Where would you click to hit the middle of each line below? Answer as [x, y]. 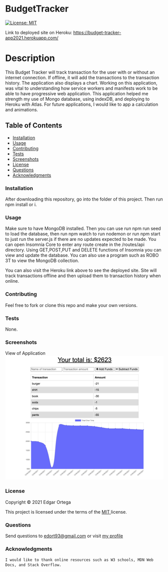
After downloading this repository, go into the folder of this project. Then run [84, 199]
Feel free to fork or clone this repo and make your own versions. [71, 305]
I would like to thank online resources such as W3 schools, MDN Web [79, 560]
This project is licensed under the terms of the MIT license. [66, 512]
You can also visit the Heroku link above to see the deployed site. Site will [81, 271]
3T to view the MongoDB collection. [42, 261]
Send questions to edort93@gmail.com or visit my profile [64, 536]
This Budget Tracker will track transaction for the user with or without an [80, 72]
